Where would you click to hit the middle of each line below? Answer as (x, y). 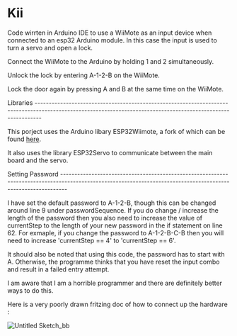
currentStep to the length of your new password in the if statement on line (115, 225)
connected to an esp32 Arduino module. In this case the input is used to (112, 40)
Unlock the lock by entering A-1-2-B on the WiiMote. (84, 75)
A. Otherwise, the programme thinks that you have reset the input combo (114, 262)
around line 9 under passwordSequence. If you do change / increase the (113, 210)
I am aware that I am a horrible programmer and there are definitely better (115, 283)
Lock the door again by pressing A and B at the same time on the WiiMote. (116, 89)
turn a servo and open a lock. (50, 47)
